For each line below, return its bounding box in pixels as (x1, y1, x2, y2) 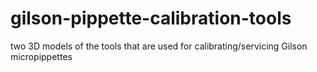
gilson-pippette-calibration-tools (10, 7, 292, 30)
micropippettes (10, 50, 73, 62)
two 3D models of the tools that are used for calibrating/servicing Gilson (10, 40, 308, 52)
